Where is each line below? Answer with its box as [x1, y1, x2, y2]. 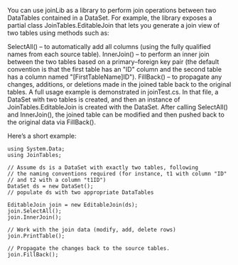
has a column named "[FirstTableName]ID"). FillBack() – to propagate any [7, 72, 222, 81]
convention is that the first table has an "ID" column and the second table [7, 65, 222, 73]
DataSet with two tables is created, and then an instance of [7, 95, 180, 104]
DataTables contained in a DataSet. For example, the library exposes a [7, 13, 212, 22]
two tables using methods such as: [7, 28, 109, 37]
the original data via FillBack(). [7, 118, 96, 126]
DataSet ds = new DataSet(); [7, 183, 94, 190]
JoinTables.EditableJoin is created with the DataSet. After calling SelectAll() [7, 103, 229, 111]
